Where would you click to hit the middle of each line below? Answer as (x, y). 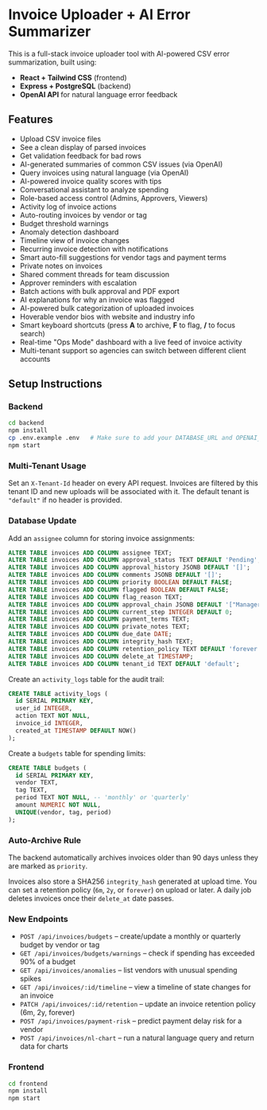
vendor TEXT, (37, 782)
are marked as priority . (48, 865)
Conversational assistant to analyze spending (94, 190)
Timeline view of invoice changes (74, 240)
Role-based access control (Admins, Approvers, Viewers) (114, 198)
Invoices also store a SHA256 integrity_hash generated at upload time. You (132, 881)
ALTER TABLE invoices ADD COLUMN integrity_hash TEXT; (101, 642)
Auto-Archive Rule (45, 840)
